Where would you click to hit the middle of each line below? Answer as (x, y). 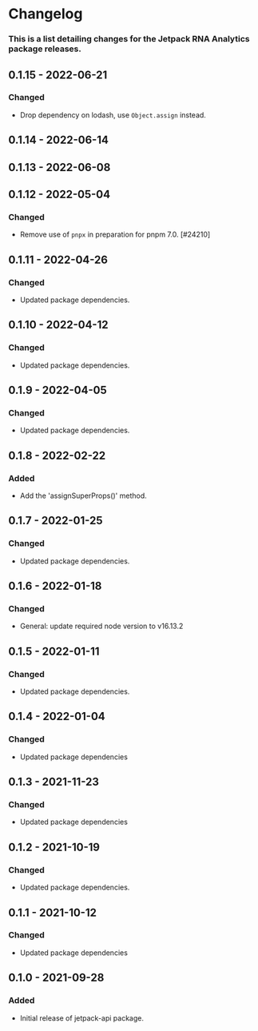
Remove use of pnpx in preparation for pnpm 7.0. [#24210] (115, 235)
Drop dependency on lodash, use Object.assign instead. (113, 115)
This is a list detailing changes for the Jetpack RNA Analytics (129, 39)
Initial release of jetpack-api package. (81, 1018)
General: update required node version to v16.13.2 (101, 626)
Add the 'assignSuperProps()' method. (83, 496)
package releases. (45, 49)
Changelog (46, 14)
